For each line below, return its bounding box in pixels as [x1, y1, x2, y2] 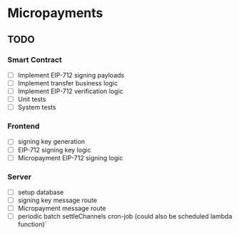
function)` [17, 220, 47, 229]
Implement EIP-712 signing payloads [17, 70, 125, 79]
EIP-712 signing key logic [17, 145, 91, 154]
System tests [17, 103, 56, 112]
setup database [17, 187, 64, 197]
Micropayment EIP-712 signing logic [17, 153, 123, 162]
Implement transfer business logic [17, 78, 118, 87]
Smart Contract [7, 55, 62, 65]
